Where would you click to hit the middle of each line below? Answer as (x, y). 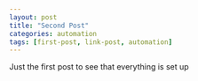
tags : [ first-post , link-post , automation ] (91, 42)
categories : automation (53, 33)
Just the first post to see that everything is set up (99, 67)
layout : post (33, 17)
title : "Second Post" (49, 26)
